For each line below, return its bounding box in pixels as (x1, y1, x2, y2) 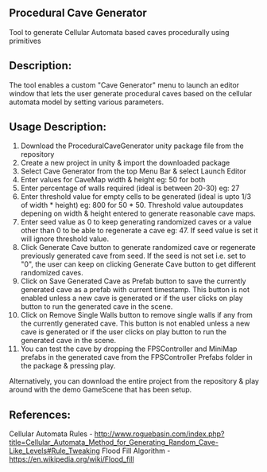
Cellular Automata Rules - (9, 429, 93, 439)
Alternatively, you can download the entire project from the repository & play (9, 376, 259, 386)
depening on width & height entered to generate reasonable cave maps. (20, 209, 257, 218)
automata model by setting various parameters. (9, 97, 164, 107)
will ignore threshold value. (20, 234, 110, 244)
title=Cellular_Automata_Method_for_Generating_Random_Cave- (9, 438, 219, 447)
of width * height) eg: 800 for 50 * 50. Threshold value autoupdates (20, 201, 244, 210)
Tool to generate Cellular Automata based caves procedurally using (9, 27, 230, 37)
